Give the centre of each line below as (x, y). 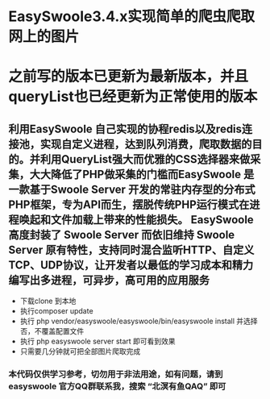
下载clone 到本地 (48, 301)
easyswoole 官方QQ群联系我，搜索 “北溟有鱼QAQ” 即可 (117, 386)
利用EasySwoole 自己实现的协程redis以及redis (125, 129)
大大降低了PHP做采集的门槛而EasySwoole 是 (142, 174)
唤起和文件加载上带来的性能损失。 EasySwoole (136, 220)
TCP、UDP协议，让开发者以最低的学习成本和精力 (131, 265)
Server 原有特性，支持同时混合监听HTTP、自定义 (131, 249)
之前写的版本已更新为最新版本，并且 (129, 77)
